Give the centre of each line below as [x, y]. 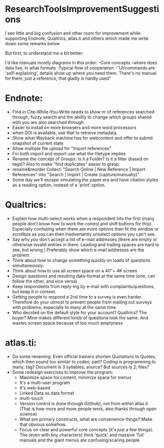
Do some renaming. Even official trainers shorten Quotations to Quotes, [84, 356]
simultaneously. [28, 265]
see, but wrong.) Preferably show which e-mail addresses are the [78, 250]
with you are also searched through [48, 122]
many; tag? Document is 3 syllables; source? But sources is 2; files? [81, 367]
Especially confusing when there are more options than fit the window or [85, 229]
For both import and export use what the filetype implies [69, 153]
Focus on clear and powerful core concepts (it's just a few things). [86, 429]
